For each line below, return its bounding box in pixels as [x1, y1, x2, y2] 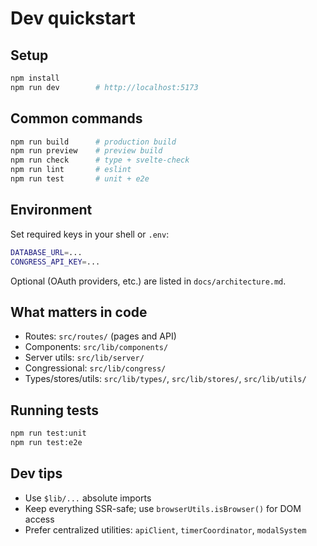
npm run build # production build [10, 137, 177, 147]
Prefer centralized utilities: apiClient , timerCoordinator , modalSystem [24, 523, 307, 536]
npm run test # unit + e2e [10, 174, 150, 184]
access [24, 513, 55, 525]
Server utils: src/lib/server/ [24, 352, 145, 364]
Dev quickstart [10, 7, 136, 30]
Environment [10, 202, 93, 219]
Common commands [10, 110, 143, 127]
